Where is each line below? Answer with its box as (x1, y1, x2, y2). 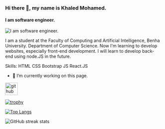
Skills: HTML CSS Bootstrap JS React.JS (5, 63, 88, 69)
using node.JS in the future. (14, 53, 71, 59)
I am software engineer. (5, 17, 55, 23)
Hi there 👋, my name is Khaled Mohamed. (5, 4, 107, 11)
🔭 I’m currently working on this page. (12, 73, 88, 79)
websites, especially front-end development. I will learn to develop (5, 48, 142, 54)
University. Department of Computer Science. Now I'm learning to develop (5, 43, 158, 49)
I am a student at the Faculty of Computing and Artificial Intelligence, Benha (5, 37, 160, 44)
